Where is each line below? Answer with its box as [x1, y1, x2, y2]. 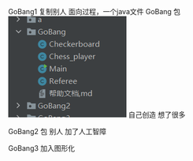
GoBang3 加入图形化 [8, 144, 76, 152]
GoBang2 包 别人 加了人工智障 [8, 127, 107, 136]
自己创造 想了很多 [128, 110, 186, 119]
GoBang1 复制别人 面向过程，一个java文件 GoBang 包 [8, 7, 181, 16]
